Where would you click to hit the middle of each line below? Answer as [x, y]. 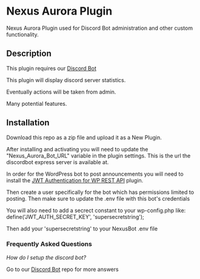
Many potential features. [37, 103]
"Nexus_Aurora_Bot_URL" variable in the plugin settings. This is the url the [98, 156]
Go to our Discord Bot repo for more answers [63, 269]
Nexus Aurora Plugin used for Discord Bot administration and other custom [99, 28]
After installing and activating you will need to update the [77, 149]
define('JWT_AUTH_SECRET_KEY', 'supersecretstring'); [75, 216]
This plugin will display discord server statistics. [66, 80]
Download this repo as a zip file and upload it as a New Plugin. [84, 137]
